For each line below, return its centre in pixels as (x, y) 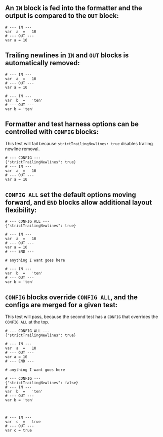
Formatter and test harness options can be (72, 124)
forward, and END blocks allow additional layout (79, 202)
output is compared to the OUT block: (62, 16)
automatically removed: (42, 63)
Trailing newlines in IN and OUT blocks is (67, 56)
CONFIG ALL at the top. (27, 322)
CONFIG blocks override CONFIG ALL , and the (72, 297)
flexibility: (21, 210)
